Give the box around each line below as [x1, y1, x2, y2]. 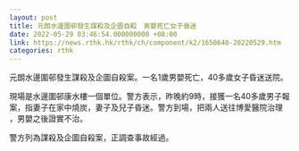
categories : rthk [9, 46, 74, 55]
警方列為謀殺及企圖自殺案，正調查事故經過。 [9, 132, 174, 143]
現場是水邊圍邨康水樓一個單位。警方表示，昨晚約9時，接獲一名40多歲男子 [9, 91, 283, 102]
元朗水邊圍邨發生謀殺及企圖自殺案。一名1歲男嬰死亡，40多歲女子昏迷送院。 [9, 72, 288, 83]
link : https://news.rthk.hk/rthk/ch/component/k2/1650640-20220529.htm [9, 38, 281, 47]
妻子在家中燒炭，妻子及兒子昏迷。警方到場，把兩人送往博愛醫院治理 [32, 102, 283, 113]
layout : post [9, 13, 58, 22]
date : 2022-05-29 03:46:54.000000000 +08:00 [9, 29, 178, 38]
